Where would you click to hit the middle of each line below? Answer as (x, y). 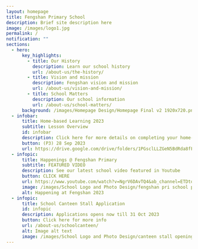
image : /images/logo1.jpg (38, 28)
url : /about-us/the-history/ (68, 72)
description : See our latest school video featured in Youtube (101, 171)
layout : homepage (27, 12)
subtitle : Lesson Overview (55, 127)
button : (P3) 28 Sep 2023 (53, 143)
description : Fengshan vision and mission (85, 83)
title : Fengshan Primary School (46, 17)
